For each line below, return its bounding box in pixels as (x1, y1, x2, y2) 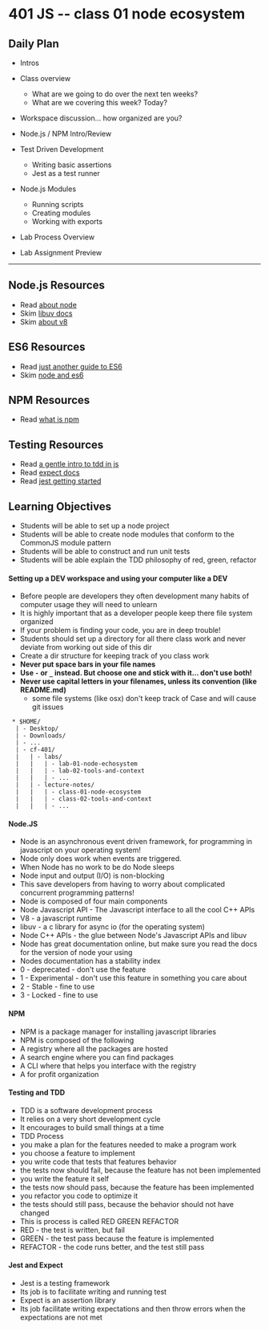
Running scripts (31, 200, 84, 209)
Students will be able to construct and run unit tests (19, 547, 191, 557)
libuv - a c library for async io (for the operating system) (19, 922, 206, 932)
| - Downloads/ (15, 732, 66, 740)
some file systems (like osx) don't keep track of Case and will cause (31, 694, 257, 704)
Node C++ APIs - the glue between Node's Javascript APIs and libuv (19, 931, 247, 940)
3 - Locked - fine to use (19, 990, 98, 1000)
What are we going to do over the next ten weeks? (31, 89, 199, 99)
